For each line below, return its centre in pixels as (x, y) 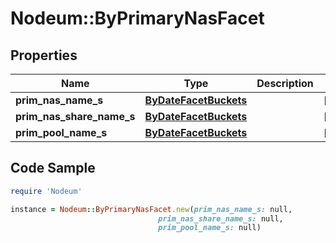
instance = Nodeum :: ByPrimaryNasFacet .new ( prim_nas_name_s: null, (151, 209)
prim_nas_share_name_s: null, (221, 218)
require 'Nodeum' (46, 191)
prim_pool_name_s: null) (210, 228)
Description (285, 83)
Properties (44, 55)
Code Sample (53, 168)
